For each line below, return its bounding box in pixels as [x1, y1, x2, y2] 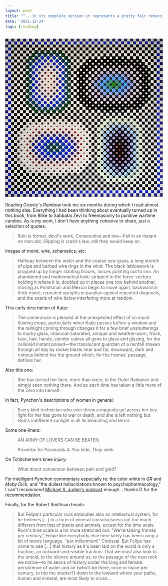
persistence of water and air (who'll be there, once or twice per [17, 564, 148, 570]
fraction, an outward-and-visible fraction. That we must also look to [17, 548, 157, 554]
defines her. [17, 357, 42, 363]
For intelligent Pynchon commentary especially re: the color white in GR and [5, 476, 161, 482]
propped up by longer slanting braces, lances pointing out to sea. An [17, 268, 159, 274]
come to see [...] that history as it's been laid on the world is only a [17, 543, 155, 549]
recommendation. [5, 492, 41, 498]
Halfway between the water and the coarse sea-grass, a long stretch [17, 258, 159, 264]
